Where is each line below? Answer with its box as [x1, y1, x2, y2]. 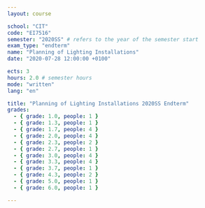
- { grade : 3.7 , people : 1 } [13, 165, 99, 172]
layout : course [7, 10, 52, 17]
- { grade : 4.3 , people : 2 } [13, 172, 99, 179]
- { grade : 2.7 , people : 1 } [13, 145, 99, 152]
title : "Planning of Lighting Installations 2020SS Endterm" [7, 100, 190, 107]
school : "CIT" [7, 22, 49, 30]
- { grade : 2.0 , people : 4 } [13, 132, 99, 140]
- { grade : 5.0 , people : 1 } [13, 178, 99, 185]
